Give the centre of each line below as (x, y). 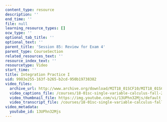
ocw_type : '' (19, 33)
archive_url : (23, 88)
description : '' (22, 14)
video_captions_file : (32, 93)
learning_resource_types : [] (35, 28)
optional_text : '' (24, 42)
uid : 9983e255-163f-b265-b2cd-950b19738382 (51, 79)
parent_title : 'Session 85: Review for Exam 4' (55, 47)
